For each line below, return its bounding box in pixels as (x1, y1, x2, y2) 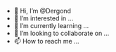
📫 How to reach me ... (13, 37, 79, 45)
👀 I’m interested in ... (13, 14, 74, 22)
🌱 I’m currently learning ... (13, 22, 89, 30)
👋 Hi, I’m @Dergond (13, 7, 72, 15)
